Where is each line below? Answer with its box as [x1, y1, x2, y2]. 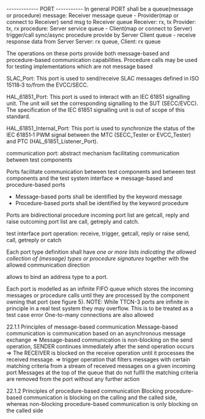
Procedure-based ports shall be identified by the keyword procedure [15, 200, 188, 206]
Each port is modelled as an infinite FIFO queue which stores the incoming [6, 285, 194, 292]
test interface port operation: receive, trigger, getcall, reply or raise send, [6, 230, 190, 237]
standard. [6, 113, 31, 120]
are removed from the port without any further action [6, 375, 140, 383]
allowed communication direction [6, 261, 90, 268]
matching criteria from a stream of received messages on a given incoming [6, 362, 196, 369]
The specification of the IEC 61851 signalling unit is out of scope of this [6, 106, 185, 113]
